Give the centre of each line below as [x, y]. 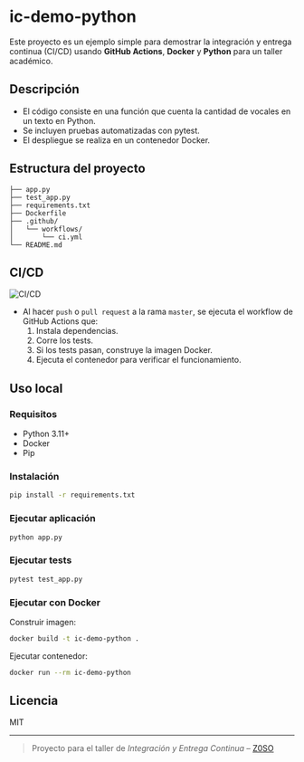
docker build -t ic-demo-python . [75, 638]
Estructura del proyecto [78, 169]
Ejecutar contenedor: [48, 656]
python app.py [36, 537]
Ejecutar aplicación [53, 519]
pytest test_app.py [46, 579]
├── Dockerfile [38, 213]
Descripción [44, 89]
